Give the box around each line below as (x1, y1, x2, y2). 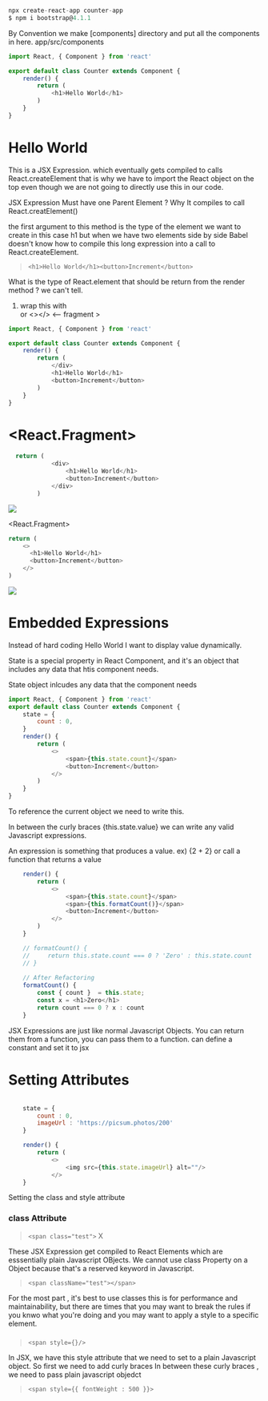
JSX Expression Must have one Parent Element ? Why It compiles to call (8, 197, 246, 207)
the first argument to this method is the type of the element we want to (8, 221, 242, 231)
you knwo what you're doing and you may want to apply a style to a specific (8, 1310, 259, 1319)
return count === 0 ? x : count (37, 1004, 146, 1012)
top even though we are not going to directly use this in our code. (8, 182, 224, 191)
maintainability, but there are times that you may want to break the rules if (8, 1302, 251, 1311)
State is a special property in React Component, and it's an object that (8, 655, 239, 665)
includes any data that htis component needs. (8, 664, 159, 674)
